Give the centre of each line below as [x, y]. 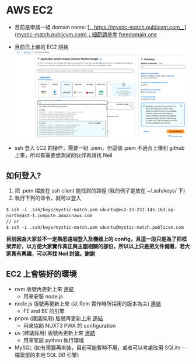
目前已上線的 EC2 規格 [41, 47]
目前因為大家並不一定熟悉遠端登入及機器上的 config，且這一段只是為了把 [94, 239]
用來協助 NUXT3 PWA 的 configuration [69, 325]
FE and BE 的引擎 [44, 311]
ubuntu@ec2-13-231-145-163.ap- [138, 210]
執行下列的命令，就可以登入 [48, 198]
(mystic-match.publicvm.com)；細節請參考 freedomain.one [86, 34]
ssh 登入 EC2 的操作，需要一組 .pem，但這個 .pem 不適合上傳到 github [99, 148]
